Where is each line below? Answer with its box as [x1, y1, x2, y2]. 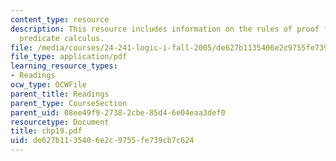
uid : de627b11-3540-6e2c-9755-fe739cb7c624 [10, 136, 195, 146]
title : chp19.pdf [10, 126, 83, 136]
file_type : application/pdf [10, 52, 128, 62]
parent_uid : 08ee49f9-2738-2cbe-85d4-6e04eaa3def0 [10, 107, 226, 118]
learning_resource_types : [10, 61, 118, 71]
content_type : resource [10, 14, 110, 25]
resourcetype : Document [10, 117, 110, 127]
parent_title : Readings [10, 89, 110, 99]
